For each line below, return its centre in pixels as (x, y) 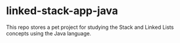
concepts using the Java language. (49, 33)
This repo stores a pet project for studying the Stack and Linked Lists (90, 27)
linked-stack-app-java (62, 11)
